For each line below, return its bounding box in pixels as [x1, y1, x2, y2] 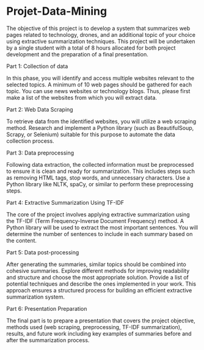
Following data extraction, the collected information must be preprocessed [6, 161, 194, 168]
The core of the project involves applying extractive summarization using [6, 210, 191, 218]
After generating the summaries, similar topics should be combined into [6, 261, 186, 268]
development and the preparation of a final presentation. [6, 50, 148, 58]
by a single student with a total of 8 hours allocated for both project [6, 44, 176, 51]
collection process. [6, 137, 54, 145]
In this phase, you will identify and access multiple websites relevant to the [6, 74, 194, 82]
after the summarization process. [6, 336, 90, 344]
